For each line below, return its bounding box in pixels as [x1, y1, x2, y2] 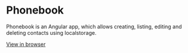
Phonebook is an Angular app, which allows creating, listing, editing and [6, 23, 182, 30]
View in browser [6, 41, 46, 48]
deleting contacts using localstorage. [6, 29, 97, 36]
